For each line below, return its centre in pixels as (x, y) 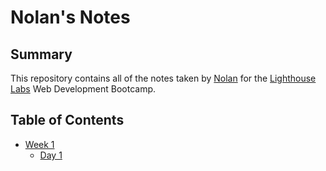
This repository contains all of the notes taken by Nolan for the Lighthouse (163, 78)
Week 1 (39, 144)
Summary (41, 54)
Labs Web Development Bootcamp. (83, 89)
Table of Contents (67, 120)
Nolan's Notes (70, 17)
